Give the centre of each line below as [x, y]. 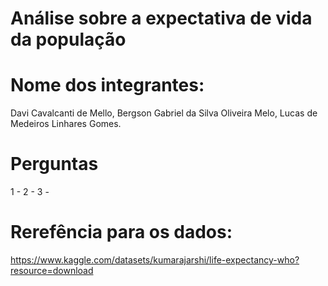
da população [68, 39]
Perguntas [54, 164]
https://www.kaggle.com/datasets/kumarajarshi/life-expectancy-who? [155, 260]
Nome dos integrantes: [107, 85]
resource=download [52, 270]
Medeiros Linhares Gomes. [66, 124]
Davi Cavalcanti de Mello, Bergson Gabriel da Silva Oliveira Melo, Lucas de [164, 113]
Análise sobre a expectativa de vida [161, 18]
